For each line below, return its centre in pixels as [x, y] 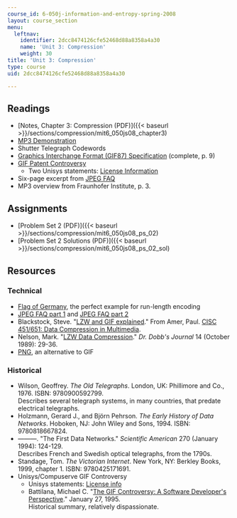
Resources [32, 271]
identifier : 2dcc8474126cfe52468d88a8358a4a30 [90, 41]
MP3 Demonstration [47, 141]
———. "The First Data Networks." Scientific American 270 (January [118, 439]
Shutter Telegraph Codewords [62, 148]
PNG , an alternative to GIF [56, 351]
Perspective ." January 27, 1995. [74, 499]
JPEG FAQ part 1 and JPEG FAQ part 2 [73, 314]
